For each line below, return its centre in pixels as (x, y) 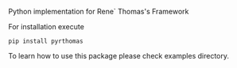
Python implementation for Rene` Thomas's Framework (99, 11)
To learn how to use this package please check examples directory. (118, 56)
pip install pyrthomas (46, 41)
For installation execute (47, 26)
